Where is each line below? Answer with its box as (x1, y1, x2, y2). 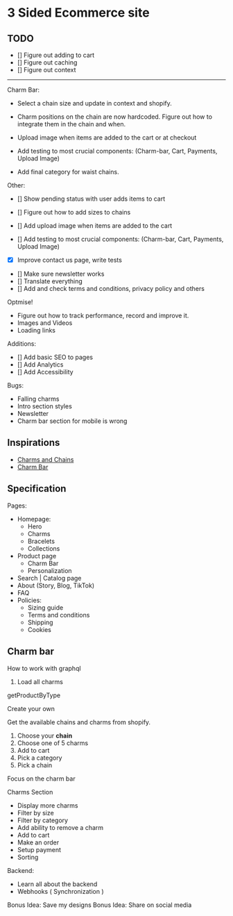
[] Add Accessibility (17, 368, 74, 376)
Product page (17, 551, 57, 560)
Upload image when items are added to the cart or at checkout (17, 133, 197, 142)
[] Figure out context (17, 66, 76, 74)
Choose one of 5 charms (17, 738, 89, 747)
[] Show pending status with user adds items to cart (17, 194, 166, 203)
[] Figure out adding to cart (17, 51, 95, 59)
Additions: (7, 340, 37, 348)
